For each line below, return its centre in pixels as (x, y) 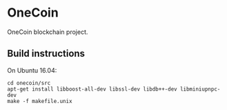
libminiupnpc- (200, 89)
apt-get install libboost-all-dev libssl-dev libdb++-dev (92, 89)
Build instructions (46, 54)
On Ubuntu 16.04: (32, 70)
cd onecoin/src (29, 83)
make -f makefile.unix (40, 101)
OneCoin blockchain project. (48, 32)
